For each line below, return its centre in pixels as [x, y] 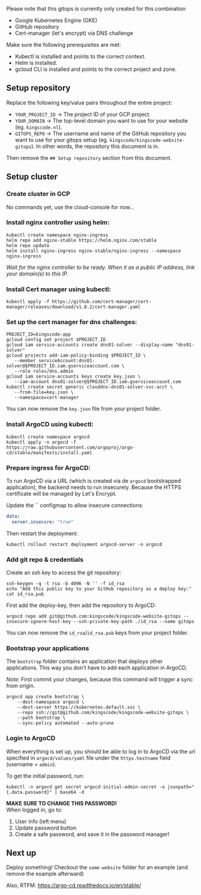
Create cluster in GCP [38, 194]
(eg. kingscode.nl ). [38, 127]
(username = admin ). [31, 764]
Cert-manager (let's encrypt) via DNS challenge [74, 33]
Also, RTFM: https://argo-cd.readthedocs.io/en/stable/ [73, 885]
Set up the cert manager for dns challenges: [72, 322]
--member [25, 361]
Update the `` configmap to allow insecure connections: [75, 505]
